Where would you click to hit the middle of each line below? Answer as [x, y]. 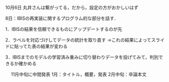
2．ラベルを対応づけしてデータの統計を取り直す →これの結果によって [78, 40]
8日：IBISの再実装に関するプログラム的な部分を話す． [62, 18]
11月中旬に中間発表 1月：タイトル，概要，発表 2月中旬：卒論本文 [79, 74]
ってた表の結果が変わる [43, 46]
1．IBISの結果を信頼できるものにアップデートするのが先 [64, 29]
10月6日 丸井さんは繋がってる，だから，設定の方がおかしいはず [72, 7]
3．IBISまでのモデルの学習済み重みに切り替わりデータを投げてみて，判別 [82, 57]
